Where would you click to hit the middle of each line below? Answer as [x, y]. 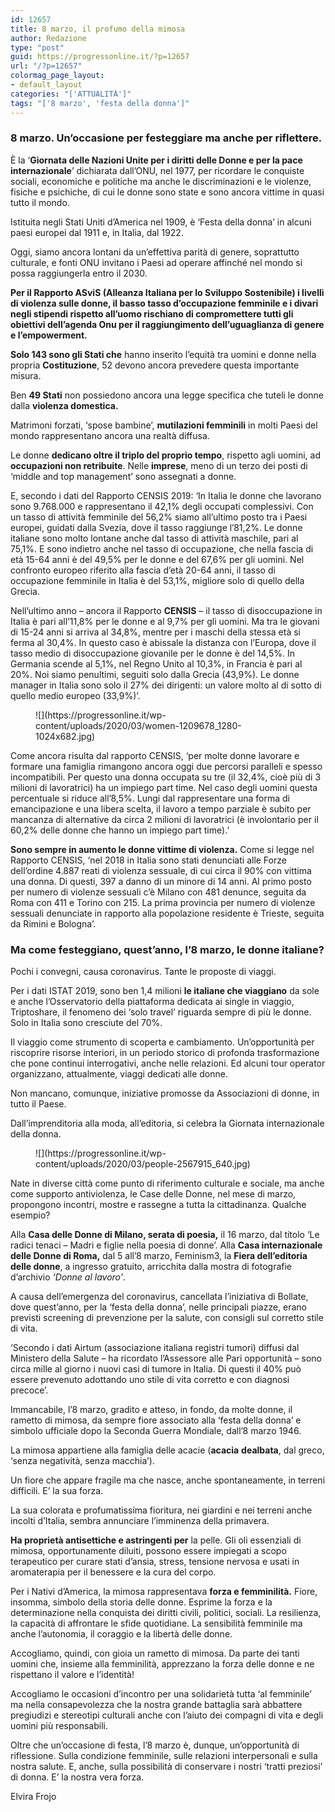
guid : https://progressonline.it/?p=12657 [100, 57]
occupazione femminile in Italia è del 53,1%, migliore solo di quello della [157, 580]
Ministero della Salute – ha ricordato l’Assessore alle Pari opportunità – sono [166, 1358]
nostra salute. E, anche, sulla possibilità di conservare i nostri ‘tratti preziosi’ [166, 1767]
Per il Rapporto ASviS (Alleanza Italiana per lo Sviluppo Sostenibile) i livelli [167, 292]
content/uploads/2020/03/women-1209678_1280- [138, 725]
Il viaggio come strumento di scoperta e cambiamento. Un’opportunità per [162, 1042]
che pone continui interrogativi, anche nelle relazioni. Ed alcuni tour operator [168, 1063]
